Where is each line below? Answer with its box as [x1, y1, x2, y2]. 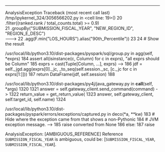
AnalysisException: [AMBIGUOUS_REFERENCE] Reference [5, 131, 123, 137]
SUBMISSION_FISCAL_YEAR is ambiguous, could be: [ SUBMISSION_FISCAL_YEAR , [5, 136, 156, 142]
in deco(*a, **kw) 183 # [107, 111, 155, 117]
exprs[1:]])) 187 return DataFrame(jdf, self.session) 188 [5, 72, 115, 77]
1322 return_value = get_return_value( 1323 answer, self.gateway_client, [9, 91, 154, 97]
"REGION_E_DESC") [5, 30, 46, 36]
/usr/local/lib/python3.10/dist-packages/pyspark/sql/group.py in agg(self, [5, 51, 154, 56]
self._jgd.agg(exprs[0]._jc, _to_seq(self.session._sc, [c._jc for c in [5, 66, 137, 72]
